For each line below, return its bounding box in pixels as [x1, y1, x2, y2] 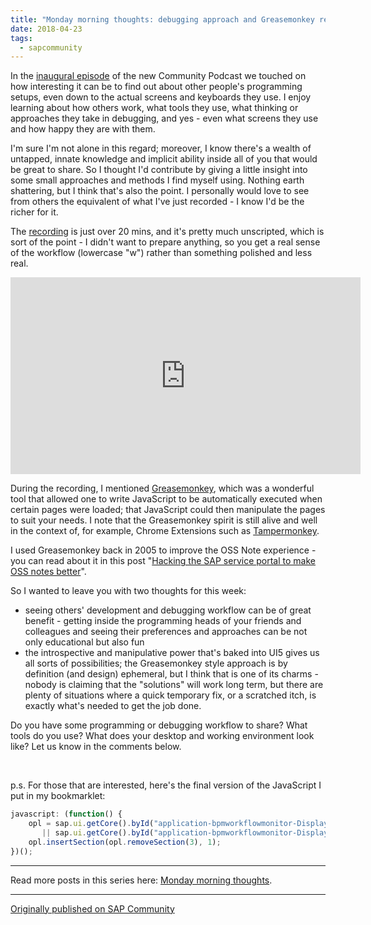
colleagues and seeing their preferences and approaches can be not [24, 626, 308, 638]
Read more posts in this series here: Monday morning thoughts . [10, 874, 273, 886]
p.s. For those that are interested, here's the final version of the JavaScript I [10, 779, 322, 791]
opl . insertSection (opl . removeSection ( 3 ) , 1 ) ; [28, 837, 222, 847]
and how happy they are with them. [10, 123, 156, 135]
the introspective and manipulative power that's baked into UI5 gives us [24, 647, 320, 659]
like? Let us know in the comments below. [10, 741, 182, 753]
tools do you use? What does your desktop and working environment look [10, 730, 315, 742]
